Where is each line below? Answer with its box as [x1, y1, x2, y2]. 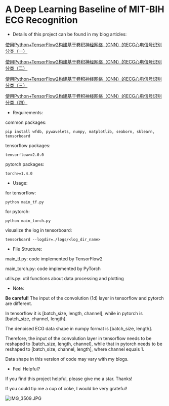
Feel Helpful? [12, 365, 40, 371]
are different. [5, 300, 32, 307]
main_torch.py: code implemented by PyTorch [5, 265, 101, 272]
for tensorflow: [5, 189, 36, 196]
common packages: [5, 119, 47, 125]
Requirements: [12, 109, 43, 115]
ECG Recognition [5, 14, 78, 26]
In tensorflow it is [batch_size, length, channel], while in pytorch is [5, 310, 143, 316]
